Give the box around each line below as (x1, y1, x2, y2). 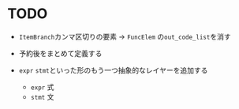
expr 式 (30, 82, 54, 92)
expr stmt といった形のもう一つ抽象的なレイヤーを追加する (18, 65, 208, 75)
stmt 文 (30, 92, 54, 101)
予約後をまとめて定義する (18, 48, 103, 58)
